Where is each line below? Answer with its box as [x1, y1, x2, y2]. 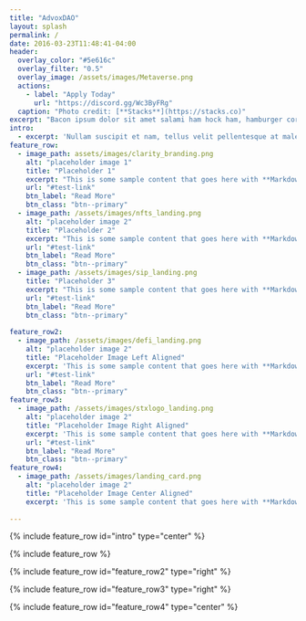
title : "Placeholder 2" [25, 226, 117, 235]
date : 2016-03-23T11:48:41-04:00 [9, 38, 137, 48]
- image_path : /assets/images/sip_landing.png [17, 268, 198, 278]
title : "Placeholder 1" [25, 166, 117, 175]
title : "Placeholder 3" [25, 277, 117, 286]
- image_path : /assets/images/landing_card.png [17, 472, 202, 481]
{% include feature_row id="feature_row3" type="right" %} [9, 584, 232, 595]
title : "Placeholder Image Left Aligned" [25, 353, 185, 362]
